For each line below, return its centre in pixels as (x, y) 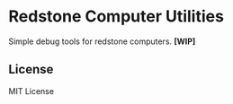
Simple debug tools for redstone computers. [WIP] (102, 41)
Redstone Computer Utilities (116, 17)
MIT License (31, 91)
